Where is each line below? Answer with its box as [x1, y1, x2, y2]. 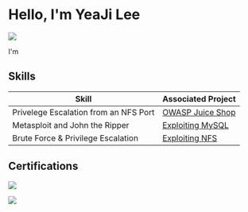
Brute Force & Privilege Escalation [12, 133, 139, 144]
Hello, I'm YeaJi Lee [8, 6, 141, 24]
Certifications [8, 160, 79, 173]
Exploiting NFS [162, 133, 218, 144]
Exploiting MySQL [162, 119, 229, 130]
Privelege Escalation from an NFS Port [12, 106, 155, 118]
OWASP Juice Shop [162, 106, 236, 118]
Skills [8, 70, 36, 83]
